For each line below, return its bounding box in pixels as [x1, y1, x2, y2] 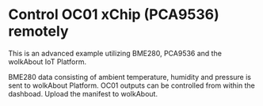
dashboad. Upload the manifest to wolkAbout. [8, 89, 158, 98]
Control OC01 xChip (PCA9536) [8, 6, 219, 24]
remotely [8, 22, 69, 40]
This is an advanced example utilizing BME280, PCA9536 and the [8, 48, 222, 58]
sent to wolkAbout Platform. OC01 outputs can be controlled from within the [8, 81, 255, 90]
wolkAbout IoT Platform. [8, 57, 87, 66]
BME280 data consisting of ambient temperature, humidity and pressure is [8, 72, 252, 81]
